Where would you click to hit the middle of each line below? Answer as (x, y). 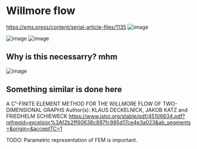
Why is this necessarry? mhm (62, 57)
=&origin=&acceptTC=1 (34, 128)
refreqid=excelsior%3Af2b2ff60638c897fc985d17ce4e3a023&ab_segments (98, 122)
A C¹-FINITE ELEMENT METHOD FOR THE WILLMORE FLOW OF (84, 103)
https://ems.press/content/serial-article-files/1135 (66, 27)
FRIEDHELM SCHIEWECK (37, 116)
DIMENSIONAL (24, 110)
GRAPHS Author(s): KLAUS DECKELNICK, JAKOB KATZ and (116, 110)
